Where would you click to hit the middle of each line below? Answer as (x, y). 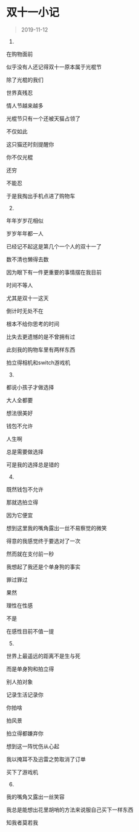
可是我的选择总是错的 (33, 465)
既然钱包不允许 (25, 489)
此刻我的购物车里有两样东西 (41, 349)
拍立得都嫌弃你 (25, 733)
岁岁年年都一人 (25, 233)
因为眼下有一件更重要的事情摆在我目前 (54, 272)
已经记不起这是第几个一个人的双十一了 (54, 246)
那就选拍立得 (22, 502)
